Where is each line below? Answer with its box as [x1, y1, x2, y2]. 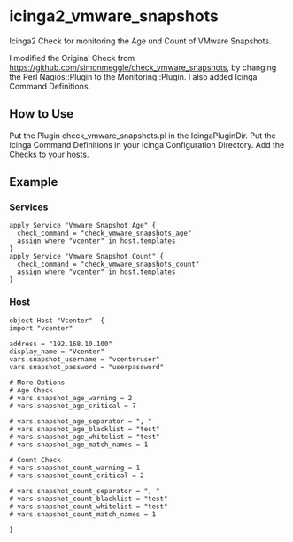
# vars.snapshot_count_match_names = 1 [9, 509, 157, 519]
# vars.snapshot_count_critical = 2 [9, 471, 144, 480]
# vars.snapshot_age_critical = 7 [9, 401, 137, 410]
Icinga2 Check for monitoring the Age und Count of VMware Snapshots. [9, 35, 272, 46]
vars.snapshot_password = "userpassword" [9, 362, 165, 371]
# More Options [9, 378, 66, 387]
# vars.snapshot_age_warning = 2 [9, 393, 133, 402]
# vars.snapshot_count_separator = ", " [9, 486, 161, 495]
